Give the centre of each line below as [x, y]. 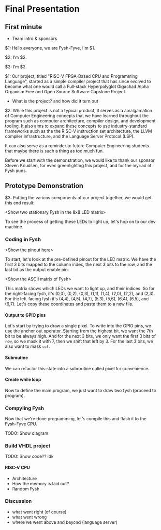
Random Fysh [26, 489]
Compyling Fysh [25, 408]
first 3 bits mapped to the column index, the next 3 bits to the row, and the [79, 265]
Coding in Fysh [23, 239]
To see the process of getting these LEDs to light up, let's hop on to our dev [80, 222]
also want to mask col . [28, 346]
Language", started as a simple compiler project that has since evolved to [78, 81]
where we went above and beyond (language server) [65, 522]
